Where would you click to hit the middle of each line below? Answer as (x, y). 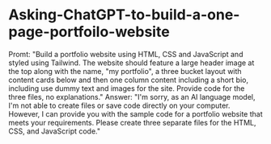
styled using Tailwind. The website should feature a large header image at (131, 63)
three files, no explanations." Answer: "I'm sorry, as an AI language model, (132, 97)
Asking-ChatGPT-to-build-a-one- (124, 15)
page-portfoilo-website (89, 32)
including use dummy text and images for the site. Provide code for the (127, 88)
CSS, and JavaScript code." (55, 131)
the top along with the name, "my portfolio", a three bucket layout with (125, 71)
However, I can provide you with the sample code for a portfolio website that (135, 113)
